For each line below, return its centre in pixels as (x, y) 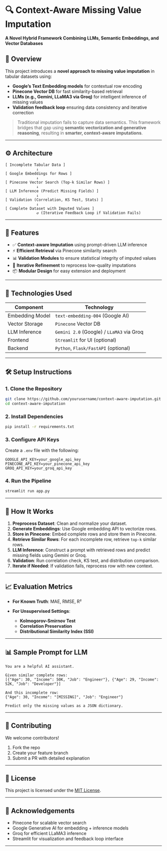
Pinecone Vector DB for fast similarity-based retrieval (67, 91)
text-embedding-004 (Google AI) (92, 316)
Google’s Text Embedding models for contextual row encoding (77, 86)
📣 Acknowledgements (40, 811)
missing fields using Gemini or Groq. (49, 555)
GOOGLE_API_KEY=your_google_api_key (43, 460)
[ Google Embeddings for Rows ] (39, 173)
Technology (99, 307)
